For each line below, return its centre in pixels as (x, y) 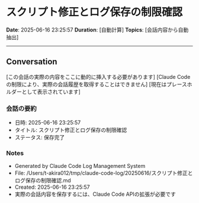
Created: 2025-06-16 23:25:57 (52, 187)
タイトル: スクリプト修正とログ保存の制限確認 (71, 130)
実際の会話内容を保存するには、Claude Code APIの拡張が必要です (95, 194)
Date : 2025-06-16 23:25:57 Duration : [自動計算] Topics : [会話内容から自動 (97, 30)
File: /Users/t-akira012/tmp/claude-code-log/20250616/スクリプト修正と (104, 173)
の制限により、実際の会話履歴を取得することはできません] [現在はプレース (97, 84)
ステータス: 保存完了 (40, 138)
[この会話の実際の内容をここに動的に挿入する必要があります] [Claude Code (98, 77)
